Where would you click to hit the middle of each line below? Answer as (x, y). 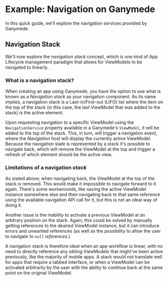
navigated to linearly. (27, 67)
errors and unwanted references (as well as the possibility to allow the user (83, 231)
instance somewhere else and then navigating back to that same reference (82, 194)
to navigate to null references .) (38, 236)
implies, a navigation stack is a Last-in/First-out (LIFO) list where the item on (84, 102)
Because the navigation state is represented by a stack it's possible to (78, 144)
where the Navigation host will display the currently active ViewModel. (78, 138)
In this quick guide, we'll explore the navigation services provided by (76, 23)
